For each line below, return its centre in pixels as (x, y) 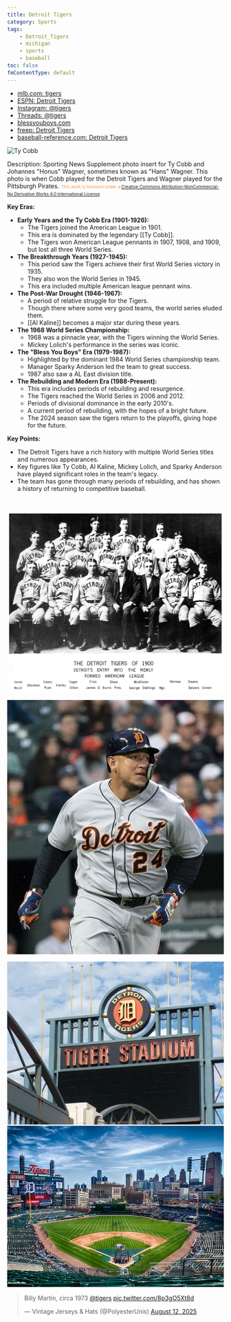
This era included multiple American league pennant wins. (110, 286)
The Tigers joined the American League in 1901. (95, 227)
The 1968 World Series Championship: (73, 330)
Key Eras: (21, 206)
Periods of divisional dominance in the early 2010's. (100, 403)
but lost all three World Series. (70, 249)
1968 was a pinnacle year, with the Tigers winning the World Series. (123, 337)
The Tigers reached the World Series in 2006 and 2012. (106, 396)
